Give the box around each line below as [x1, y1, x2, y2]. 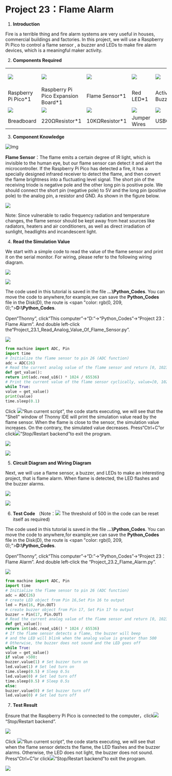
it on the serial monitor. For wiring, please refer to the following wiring [5, 254, 152, 260]
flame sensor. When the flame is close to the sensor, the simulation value [5, 419, 160, 425]
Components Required [12, 57, 62, 63]
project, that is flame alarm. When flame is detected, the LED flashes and [5, 475, 159, 481]
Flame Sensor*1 [86, 92, 126, 99]
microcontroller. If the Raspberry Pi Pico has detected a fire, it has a [5, 165, 148, 171]
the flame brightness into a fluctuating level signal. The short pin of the [5, 176, 155, 182]
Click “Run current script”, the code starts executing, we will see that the [5, 409, 163, 415]
